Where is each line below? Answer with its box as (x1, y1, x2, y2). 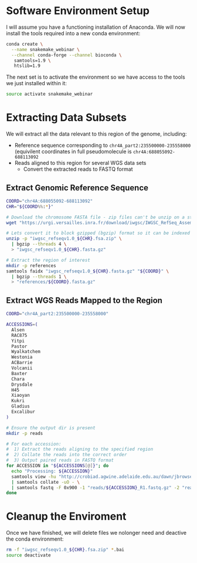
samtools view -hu (11, 474, 57, 480)
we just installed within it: (6, 80, 67, 87)
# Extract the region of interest (6, 257, 91, 263)
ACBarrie (11, 360, 33, 366)
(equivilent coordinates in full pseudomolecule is (14, 148, 132, 155)
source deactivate (6, 552, 51, 558)
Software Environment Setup (6, 4, 150, 18)
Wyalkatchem (11, 349, 41, 355)
